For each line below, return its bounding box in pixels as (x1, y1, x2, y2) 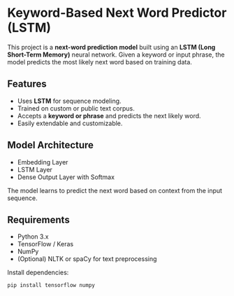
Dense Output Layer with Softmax (17, 173, 115, 181)
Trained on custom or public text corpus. (17, 104, 135, 113)
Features (7, 78, 47, 90)
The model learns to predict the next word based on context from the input (7, 186, 222, 195)
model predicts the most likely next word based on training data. (7, 57, 192, 66)
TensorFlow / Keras (17, 240, 74, 248)
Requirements (7, 213, 70, 225)
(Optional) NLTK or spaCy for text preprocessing (17, 255, 157, 263)
